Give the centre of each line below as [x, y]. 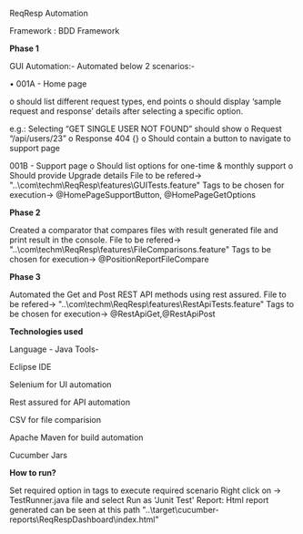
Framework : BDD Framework [65, 31]
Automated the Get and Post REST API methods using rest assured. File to [148, 294]
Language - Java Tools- [55, 349]
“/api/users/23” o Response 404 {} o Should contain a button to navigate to [150, 139]
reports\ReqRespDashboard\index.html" [84, 519]
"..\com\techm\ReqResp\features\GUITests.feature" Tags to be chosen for [147, 185]
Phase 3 [25, 277]
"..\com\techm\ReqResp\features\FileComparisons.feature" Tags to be [140, 249]
